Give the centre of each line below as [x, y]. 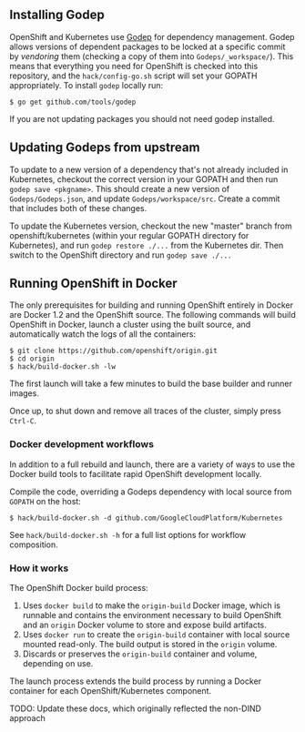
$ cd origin [32, 359]
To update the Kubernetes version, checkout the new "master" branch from [151, 226]
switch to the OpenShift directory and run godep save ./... [121, 255]
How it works [39, 568]
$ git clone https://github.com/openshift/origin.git [114, 351]
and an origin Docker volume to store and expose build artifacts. [144, 625]
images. [24, 393]
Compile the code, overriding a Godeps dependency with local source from [151, 492]
